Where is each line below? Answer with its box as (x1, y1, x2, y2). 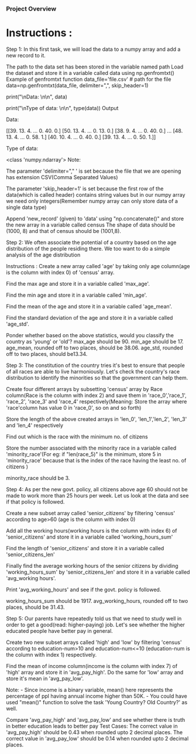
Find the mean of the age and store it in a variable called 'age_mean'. (6, 303, 173, 310)
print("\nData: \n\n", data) (6, 93, 67, 100)
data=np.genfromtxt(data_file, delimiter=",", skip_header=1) (6, 81, 149, 89)
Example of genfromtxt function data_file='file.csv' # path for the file (6, 76, 171, 83)
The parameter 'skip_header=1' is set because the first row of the (6, 185, 164, 192)
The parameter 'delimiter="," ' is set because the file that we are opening (6, 167, 181, 174)
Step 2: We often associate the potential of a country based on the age (6, 239, 177, 246)
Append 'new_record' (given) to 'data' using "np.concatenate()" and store (6, 215, 184, 222)
